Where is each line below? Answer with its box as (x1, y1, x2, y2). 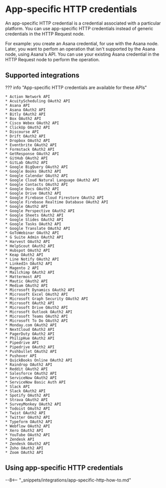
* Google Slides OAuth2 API (5, 217, 64, 222)
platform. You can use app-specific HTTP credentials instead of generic (5, 25, 153, 31)
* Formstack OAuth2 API (5, 147, 55, 152)
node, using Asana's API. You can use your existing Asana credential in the (5, 51, 159, 57)
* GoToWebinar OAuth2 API (5, 230, 59, 235)
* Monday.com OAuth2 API (5, 322, 57, 327)
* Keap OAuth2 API (5, 252, 43, 257)
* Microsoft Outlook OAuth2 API (5, 309, 72, 314)
